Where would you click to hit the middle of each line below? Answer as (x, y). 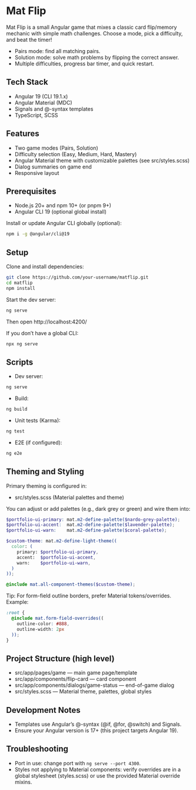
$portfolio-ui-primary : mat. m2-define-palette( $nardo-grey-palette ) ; (93, 520)
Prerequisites (31, 191)
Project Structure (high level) (60, 658)
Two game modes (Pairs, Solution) (56, 148)
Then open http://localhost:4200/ (46, 322)
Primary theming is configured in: (46, 486)
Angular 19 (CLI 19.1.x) (41, 96)
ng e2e (14, 453)
